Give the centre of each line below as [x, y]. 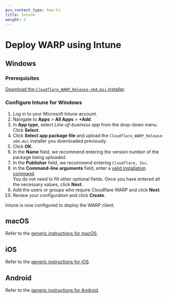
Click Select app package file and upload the [61, 135]
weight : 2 [16, 19]
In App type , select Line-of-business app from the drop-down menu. [85, 124]
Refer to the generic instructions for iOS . [48, 262]
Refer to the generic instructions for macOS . [52, 234]
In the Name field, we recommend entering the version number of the [86, 152]
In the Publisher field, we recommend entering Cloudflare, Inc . [80, 163]
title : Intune [20, 15]
